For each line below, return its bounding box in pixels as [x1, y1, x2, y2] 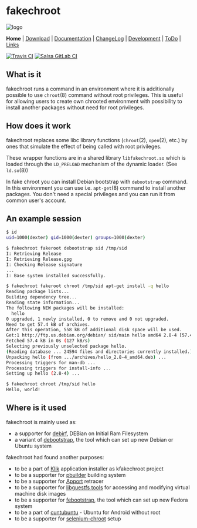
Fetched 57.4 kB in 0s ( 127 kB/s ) [6, 338, 91, 344]
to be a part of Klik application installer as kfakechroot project [14, 465, 164, 472]
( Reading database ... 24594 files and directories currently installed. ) [6, 348, 193, 355]
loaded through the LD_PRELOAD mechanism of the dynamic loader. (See [6, 160, 178, 167]
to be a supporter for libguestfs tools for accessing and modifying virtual [14, 483, 190, 491]
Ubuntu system [14, 442, 52, 449]
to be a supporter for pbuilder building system [14, 471, 126, 478]
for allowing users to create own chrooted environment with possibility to [6, 97, 183, 105]
